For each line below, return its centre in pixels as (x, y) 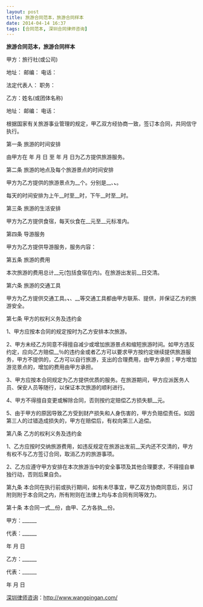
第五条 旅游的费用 (28, 260)
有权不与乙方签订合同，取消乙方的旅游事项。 (62, 454)
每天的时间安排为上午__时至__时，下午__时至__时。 (69, 196)
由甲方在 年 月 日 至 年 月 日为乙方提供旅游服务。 (67, 157)
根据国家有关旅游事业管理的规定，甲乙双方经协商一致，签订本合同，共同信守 (101, 124)
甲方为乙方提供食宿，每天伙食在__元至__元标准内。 (69, 221)
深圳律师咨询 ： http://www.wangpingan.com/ (62, 598)
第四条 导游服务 (26, 234)
